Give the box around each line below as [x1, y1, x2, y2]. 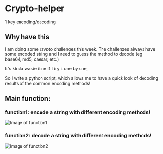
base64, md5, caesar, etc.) [5, 56, 59, 62]
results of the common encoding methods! [5, 80, 91, 86]
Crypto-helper [5, 3, 65, 14]
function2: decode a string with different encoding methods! [5, 132, 152, 139]
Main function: [5, 94, 51, 103]
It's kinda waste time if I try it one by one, [5, 66, 88, 71]
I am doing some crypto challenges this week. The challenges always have [5, 46, 156, 51]
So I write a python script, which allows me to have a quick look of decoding [5, 75, 159, 81]
